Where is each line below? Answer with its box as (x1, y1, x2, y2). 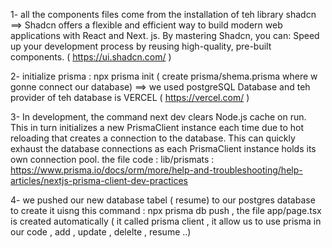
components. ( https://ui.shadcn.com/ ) (10, 51, 172, 63)
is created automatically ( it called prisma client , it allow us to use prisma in (10, 215, 322, 227)
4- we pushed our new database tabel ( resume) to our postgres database (10, 194, 316, 206)
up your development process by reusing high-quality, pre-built (10, 40, 272, 52)
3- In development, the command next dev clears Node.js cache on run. (10, 111, 307, 123)
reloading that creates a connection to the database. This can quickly (10, 132, 296, 144)
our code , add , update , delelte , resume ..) (10, 226, 192, 238)
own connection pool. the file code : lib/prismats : (10, 154, 215, 165)
